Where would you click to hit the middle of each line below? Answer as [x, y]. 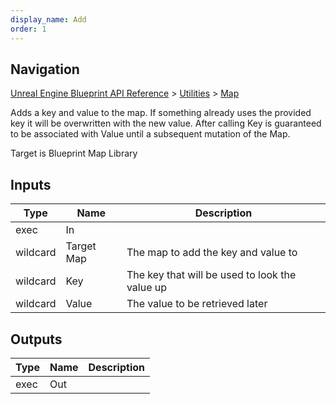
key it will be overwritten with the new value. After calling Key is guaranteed [166, 123]
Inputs [31, 184]
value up [147, 288]
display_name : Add [48, 19]
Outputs [36, 339]
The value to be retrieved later [197, 304]
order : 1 [28, 29]
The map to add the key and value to [212, 253]
